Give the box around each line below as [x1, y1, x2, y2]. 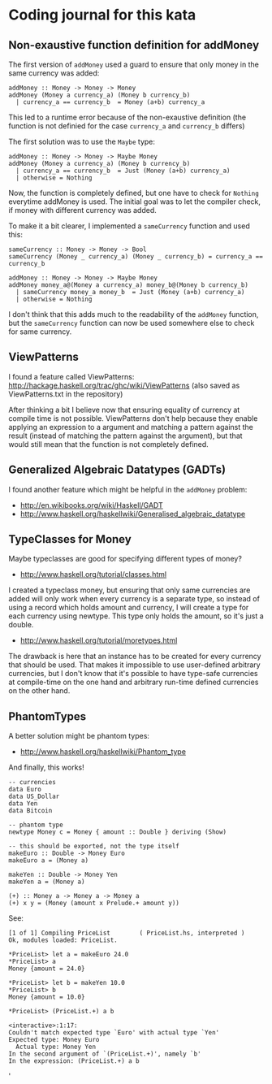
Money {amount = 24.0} [8, 965, 85, 973]
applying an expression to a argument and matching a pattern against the [8, 422, 254, 431]
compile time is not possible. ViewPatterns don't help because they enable [8, 413, 258, 423]
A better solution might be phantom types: [8, 731, 150, 741]
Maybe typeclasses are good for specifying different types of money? [8, 554, 242, 564]
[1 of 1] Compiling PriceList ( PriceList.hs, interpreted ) [8, 929, 245, 938]
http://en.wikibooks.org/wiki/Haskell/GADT [19, 500, 164, 509]
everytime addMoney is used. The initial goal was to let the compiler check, [8, 197, 261, 206]
